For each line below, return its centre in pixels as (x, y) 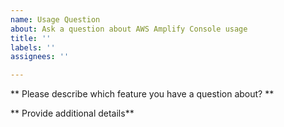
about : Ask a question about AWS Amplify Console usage (129, 29)
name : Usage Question (55, 19)
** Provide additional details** (72, 113)
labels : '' (33, 47)
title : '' (31, 38)
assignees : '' (40, 57)
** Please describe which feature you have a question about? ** (142, 94)
